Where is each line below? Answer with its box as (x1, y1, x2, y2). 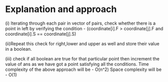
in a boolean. (5, 46, 32, 52)
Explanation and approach (5, 4, 117, 15)
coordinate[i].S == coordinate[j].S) (5, 31, 77, 37)
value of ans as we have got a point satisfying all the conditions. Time (5, 61, 149, 67)
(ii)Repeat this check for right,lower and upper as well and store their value (5, 40, 159, 46)
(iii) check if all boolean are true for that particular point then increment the (5, 55, 159, 61)
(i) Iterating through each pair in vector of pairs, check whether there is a (5, 20, 156, 26)
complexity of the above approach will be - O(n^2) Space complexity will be (5, 66, 162, 72)
